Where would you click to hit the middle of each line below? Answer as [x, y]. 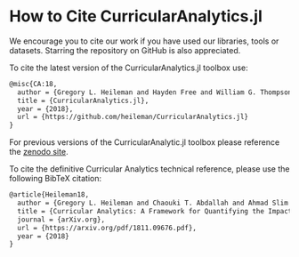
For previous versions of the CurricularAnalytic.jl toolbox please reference [145, 142]
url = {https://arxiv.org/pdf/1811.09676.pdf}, [107, 228]
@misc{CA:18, [33, 84]
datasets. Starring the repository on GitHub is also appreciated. [125, 50]
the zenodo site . [39, 152]
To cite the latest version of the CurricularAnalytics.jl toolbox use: [129, 68]
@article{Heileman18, [49, 195]
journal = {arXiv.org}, [61, 220]
